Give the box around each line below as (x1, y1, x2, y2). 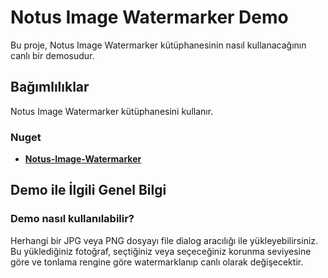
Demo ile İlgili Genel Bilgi (10, 182, 167, 199)
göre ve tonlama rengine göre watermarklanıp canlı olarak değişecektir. (10, 256, 304, 268)
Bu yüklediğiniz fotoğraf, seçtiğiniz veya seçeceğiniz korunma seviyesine (10, 245, 312, 257)
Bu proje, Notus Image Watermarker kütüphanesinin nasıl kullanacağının (10, 39, 307, 51)
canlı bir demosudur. (10, 49, 95, 61)
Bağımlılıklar (10, 79, 90, 96)
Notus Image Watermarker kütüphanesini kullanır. (10, 105, 214, 117)
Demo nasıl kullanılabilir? (10, 212, 135, 226)
